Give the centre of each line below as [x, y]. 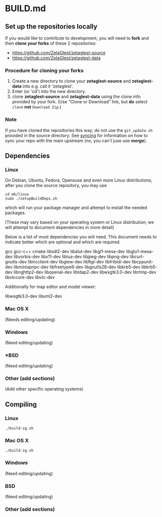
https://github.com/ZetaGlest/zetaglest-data [56, 58]
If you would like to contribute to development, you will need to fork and [77, 38]
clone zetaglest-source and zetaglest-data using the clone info [76, 97]
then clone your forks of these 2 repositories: [51, 43]
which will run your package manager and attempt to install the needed [76, 208]
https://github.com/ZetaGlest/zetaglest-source [59, 53]
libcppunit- [143, 262]
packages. [16, 213]
